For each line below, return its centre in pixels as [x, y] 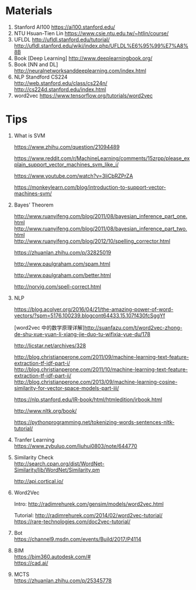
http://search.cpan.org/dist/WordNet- [59, 463]
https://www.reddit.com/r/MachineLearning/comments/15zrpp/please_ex [102, 158]
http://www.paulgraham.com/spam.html [62, 264]
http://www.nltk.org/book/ [45, 411]
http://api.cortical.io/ [39, 481]
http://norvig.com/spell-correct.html [58, 286]
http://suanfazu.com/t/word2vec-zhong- [133, 327]
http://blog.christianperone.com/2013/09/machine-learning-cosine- [96, 382]
